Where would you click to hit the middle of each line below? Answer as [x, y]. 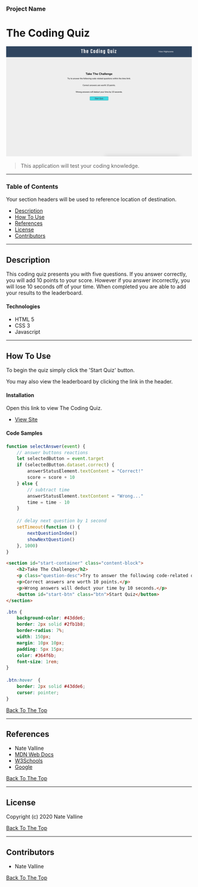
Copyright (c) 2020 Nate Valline [44, 817]
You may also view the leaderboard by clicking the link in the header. [90, 382]
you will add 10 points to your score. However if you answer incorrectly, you [98, 280]
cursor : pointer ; [38, 693]
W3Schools [29, 761]
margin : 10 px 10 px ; [41, 643]
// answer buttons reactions [52, 452]
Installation [20, 395]
